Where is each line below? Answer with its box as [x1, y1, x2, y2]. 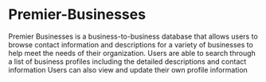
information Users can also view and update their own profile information [8, 65, 248, 74]
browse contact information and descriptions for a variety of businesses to [8, 39, 253, 49]
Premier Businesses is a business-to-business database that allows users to [8, 32, 259, 41]
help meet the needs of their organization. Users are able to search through [8, 48, 256, 58]
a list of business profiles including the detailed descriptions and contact [8, 57, 247, 66]
